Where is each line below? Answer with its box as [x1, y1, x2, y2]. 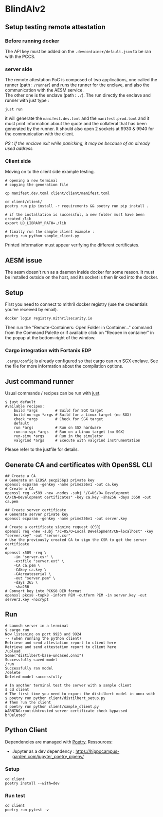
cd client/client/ [5, 200, 42, 204]
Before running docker [5, 37, 60, 44]
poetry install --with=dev [5, 780, 60, 786]
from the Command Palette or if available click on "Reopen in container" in [5, 330, 154, 335]
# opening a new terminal [5, 178, 57, 183]
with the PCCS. [5, 54, 36, 59]
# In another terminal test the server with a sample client [5, 683, 132, 687]
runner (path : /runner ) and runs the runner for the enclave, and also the [5, 82, 150, 88]
